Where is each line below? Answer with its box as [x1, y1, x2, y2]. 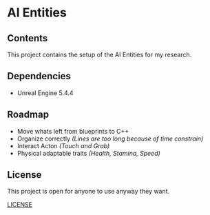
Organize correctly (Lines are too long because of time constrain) [17, 134, 204, 143]
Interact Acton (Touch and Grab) [17, 141, 110, 150]
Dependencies [7, 70, 71, 82]
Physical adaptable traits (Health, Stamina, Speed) [17, 149, 160, 157]
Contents [7, 32, 48, 44]
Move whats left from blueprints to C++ [17, 127, 129, 135]
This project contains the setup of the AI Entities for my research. [7, 50, 192, 59]
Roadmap [7, 109, 50, 121]
